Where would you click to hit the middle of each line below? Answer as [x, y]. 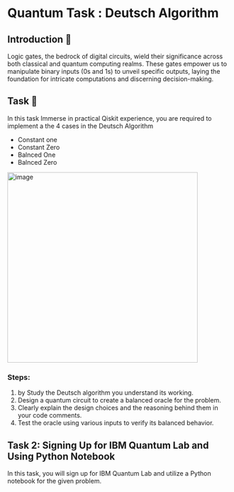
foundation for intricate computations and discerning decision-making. [111, 79]
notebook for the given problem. [54, 481]
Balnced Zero [37, 162]
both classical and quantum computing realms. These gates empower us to [117, 64]
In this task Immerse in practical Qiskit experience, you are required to [110, 118]
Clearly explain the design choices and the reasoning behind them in [118, 408]
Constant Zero [39, 147]
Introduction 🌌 [40, 39]
